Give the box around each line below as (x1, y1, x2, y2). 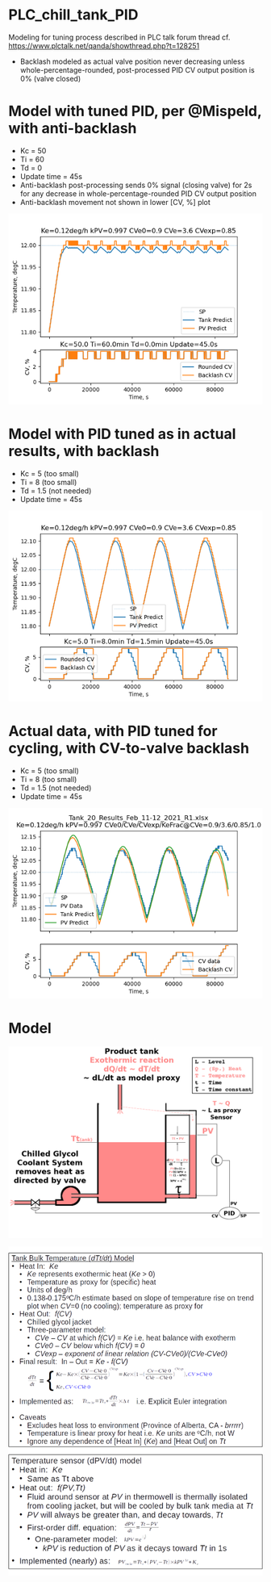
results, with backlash (8, 442, 160, 461)
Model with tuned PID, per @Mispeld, (8, 103, 262, 120)
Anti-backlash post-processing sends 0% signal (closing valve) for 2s (19, 180, 252, 190)
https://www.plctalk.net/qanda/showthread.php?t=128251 (8, 40, 200, 50)
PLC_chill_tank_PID (8, 6, 139, 24)
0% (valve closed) (19, 73, 81, 83)
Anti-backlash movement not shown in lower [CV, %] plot (19, 197, 211, 207)
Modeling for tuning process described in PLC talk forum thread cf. (8, 32, 231, 42)
